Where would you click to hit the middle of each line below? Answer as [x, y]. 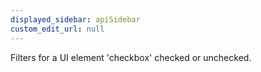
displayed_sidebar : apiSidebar [75, 19]
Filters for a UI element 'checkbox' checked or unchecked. [131, 57]
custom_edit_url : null [57, 29]
